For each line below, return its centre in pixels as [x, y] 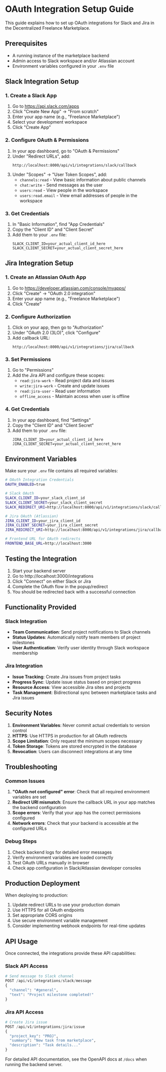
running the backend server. [34, 1065]
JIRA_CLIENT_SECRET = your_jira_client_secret [52, 525]
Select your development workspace [50, 122]
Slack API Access [27, 966]
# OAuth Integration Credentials [40, 480]
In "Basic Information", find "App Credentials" [58, 224]
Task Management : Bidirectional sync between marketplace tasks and [84, 692]
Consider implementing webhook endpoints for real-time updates [79, 926]
